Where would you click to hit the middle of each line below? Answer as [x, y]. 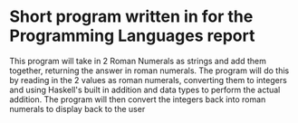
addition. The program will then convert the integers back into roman [138, 99]
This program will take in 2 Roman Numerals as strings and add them [138, 61]
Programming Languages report [132, 36]
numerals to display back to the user [77, 109]
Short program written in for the [131, 17]
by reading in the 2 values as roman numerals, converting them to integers [148, 80]
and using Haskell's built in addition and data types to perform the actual [145, 90]
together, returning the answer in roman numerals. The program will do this [149, 71]
